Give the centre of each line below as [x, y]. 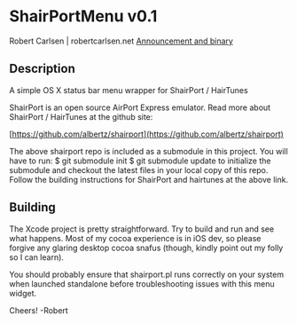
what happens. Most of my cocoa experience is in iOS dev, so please [135, 238]
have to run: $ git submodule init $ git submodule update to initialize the [140, 161]
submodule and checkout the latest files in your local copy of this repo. [139, 169]
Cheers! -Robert [39, 310]
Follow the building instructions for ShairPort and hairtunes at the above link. [149, 179]
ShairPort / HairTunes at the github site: [81, 116]
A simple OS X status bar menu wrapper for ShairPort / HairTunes [129, 90]
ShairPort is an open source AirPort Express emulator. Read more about [140, 107]
